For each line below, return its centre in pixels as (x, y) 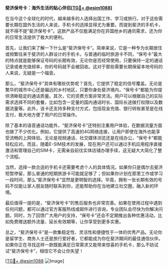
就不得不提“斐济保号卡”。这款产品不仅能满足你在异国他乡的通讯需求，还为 (82, 31)
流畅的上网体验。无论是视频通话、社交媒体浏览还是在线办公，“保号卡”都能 (86, 138)
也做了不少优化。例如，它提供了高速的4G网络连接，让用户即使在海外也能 (80, 131)
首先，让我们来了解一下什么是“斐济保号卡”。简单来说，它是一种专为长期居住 (84, 48)
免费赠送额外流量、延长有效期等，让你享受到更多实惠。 (66, 221)
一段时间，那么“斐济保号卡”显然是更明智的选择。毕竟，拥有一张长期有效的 (82, 180)
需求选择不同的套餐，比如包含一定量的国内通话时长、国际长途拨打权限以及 (82, 102)
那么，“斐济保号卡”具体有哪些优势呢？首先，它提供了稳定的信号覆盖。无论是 (84, 83)
